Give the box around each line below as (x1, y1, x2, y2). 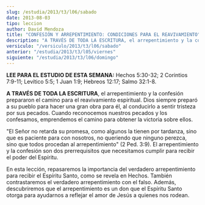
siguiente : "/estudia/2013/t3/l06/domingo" (6, 54, 119, 61)
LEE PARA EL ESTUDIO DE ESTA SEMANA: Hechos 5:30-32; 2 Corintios (6, 71, 188, 78)
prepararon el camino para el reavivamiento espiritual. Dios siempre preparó (6, 96, 198, 103)
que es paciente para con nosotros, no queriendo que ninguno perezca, (6, 134, 187, 141)
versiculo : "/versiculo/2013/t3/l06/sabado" (6, 43, 121, 50)
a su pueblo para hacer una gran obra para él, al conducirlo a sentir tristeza (6, 102, 196, 110)
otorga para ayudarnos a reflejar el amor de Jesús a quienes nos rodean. (6, 191, 190, 199)
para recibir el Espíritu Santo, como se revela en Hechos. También (6, 172, 173, 179)
